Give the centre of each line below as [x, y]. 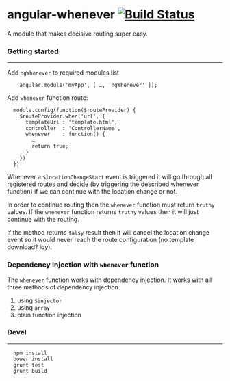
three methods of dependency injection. [64, 287]
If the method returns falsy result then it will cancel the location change [108, 233]
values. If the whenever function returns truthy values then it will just [103, 212]
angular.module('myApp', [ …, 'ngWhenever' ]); [88, 86]
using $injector [40, 300]
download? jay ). [30, 247]
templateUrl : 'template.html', [71, 122]
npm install [30, 353]
